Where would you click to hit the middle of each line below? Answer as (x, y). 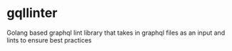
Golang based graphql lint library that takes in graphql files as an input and (116, 33)
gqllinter (32, 13)
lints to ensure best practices (49, 40)
